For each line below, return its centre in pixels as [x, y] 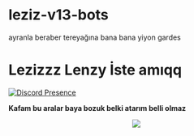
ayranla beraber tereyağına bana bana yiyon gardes [95, 37]
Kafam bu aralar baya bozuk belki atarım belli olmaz [97, 108]
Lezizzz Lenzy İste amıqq [95, 70]
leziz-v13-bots [59, 15]
